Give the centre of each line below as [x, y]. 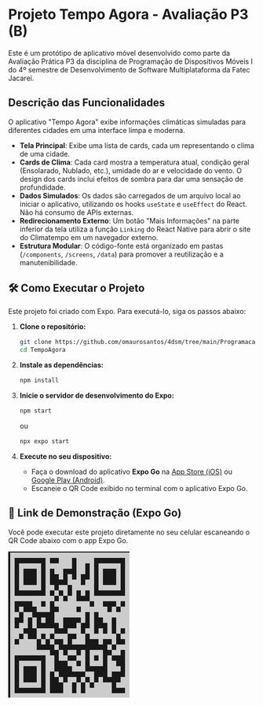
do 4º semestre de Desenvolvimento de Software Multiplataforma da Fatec [129, 69]
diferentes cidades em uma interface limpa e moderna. [97, 130]
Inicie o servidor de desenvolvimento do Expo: [97, 396]
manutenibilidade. [48, 262]
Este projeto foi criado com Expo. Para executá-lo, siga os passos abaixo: [127, 311]
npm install [39, 381]
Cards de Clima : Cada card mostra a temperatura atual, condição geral [134, 162]
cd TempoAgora [42, 350]
